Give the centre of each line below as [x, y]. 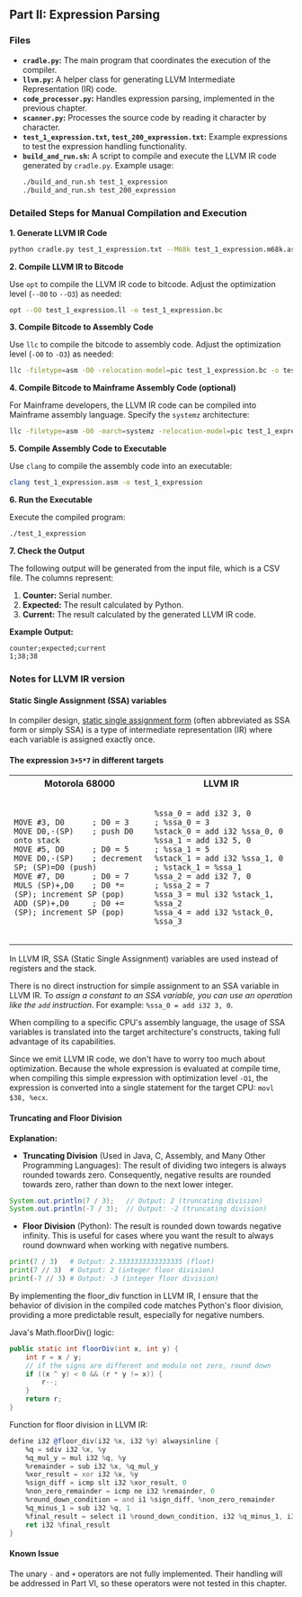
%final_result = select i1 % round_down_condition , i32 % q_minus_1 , [154, 1516]
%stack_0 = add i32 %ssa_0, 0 [219, 831]
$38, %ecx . [29, 1097]
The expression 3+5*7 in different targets [87, 760]
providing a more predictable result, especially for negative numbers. [137, 1314]
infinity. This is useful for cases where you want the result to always [148, 1236]
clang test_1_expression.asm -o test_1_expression [106, 483]
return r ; [44, 1399]
